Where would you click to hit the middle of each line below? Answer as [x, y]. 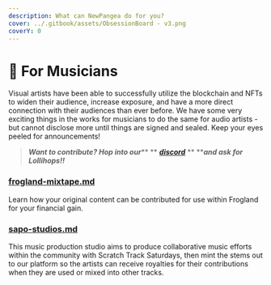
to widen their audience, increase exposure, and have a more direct [121, 102]
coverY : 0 [25, 31]
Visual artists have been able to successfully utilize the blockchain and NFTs [135, 93]
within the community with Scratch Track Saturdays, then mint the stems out [135, 255]
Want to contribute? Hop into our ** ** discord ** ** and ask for [135, 152]
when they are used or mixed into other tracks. [86, 272]
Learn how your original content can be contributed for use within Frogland [133, 199]
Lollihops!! [47, 161]
